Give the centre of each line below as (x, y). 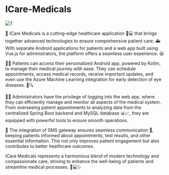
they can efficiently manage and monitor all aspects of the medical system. (83, 102)
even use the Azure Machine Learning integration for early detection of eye (83, 79)
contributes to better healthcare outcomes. (50, 146)
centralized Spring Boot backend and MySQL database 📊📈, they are (77, 113)
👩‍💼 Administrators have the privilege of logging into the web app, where (80, 96)
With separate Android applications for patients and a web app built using (82, 48)
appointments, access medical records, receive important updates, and (79, 74)
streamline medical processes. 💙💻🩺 (44, 167)
